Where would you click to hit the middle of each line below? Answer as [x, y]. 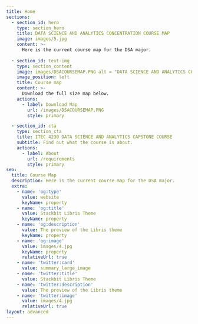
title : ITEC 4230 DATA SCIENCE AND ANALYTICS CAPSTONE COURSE [95, 137]
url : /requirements [51, 159]
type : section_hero [41, 28]
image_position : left [43, 77]
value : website [40, 197]
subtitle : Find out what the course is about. [75, 142]
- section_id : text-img [40, 61]
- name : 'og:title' [41, 208]
